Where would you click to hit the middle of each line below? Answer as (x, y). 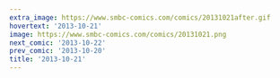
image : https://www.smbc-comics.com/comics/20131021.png (118, 34)
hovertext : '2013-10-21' (56, 26)
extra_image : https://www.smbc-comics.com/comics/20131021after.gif (140, 17)
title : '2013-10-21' (48, 59)
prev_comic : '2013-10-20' (57, 51)
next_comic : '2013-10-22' (57, 43)
